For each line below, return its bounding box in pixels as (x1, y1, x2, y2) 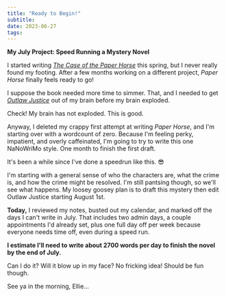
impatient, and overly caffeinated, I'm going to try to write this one (7, 138, 194, 146)
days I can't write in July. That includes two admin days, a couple (7, 214, 192, 222)
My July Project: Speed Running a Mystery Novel (7, 48, 150, 56)
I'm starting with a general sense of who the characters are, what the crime (7, 171, 220, 179)
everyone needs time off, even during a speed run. (7, 228, 150, 236)
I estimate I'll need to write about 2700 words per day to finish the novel (7, 241, 216, 250)
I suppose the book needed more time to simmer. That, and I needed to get (7, 89, 218, 97)
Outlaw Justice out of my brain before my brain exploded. (7, 96, 170, 105)
